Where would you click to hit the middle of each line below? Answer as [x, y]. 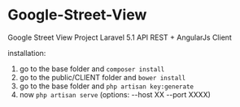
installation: [27, 53]
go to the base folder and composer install [92, 68]
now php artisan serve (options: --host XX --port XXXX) [115, 94]
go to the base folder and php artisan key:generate [107, 86]
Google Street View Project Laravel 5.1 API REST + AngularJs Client [120, 37]
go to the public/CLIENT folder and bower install [103, 77]
